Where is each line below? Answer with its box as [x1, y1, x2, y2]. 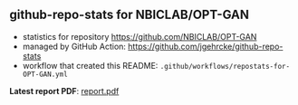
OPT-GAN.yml [22, 70, 68, 79]
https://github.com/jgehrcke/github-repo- [128, 41, 284, 52]
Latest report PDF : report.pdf [9, 85, 120, 96]
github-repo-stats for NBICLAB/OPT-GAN [9, 7, 249, 23]
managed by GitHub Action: [22, 41, 127, 52]
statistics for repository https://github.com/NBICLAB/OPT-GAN [22, 31, 257, 42]
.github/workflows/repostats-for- [159, 62, 291, 71]
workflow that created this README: [22, 60, 159, 71]
